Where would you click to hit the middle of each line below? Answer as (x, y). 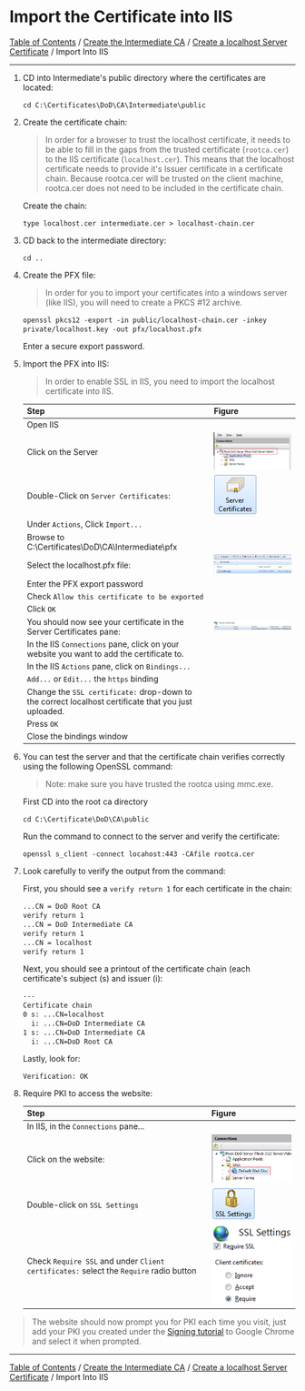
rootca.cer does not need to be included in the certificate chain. (164, 187)
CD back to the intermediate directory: (94, 240)
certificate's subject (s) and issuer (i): (93, 978)
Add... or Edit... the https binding (93, 679)
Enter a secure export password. (84, 346)
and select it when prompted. (87, 1341)
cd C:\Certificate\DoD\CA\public (86, 819)
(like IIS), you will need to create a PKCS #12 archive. (144, 302)
